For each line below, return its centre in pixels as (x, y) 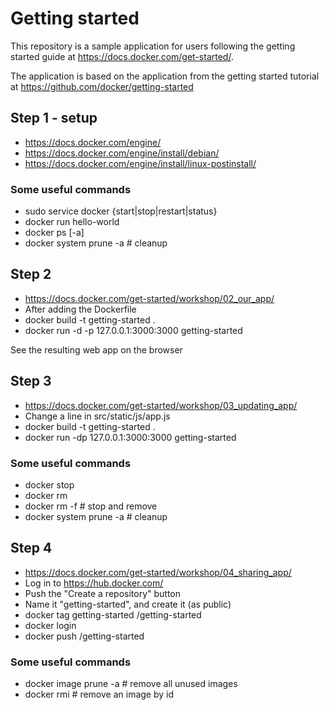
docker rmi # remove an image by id (99, 694)
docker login (50, 625)
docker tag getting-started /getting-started (113, 614)
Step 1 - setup (54, 118)
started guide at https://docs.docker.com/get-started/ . (122, 56)
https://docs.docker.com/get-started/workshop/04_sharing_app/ (158, 572)
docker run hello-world (72, 222)
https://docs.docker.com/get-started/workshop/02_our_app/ (149, 298)
